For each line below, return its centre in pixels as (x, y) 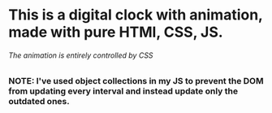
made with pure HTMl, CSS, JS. (116, 32)
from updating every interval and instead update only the (123, 91)
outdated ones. (39, 102)
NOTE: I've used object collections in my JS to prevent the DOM (136, 81)
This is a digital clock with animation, (136, 15)
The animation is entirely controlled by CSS (81, 55)
